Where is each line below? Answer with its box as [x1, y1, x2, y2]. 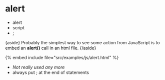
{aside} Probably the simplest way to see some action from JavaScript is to [5, 39, 160, 45]
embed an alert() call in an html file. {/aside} [5, 45, 96, 51]
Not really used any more [12, 64, 65, 70]
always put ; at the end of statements [12, 69, 89, 75]
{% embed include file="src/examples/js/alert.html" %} [5, 54, 119, 60]
